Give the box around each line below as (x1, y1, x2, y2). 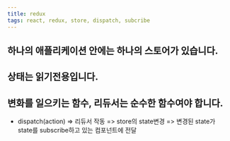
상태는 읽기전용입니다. (7, 71, 99, 83)
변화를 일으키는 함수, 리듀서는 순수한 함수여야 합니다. (7, 97, 224, 109)
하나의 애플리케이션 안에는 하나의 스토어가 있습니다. (7, 44, 219, 56)
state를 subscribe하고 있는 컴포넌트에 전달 (17, 126, 137, 135)
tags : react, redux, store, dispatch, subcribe (7, 17, 151, 24)
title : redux (7, 10, 46, 18)
